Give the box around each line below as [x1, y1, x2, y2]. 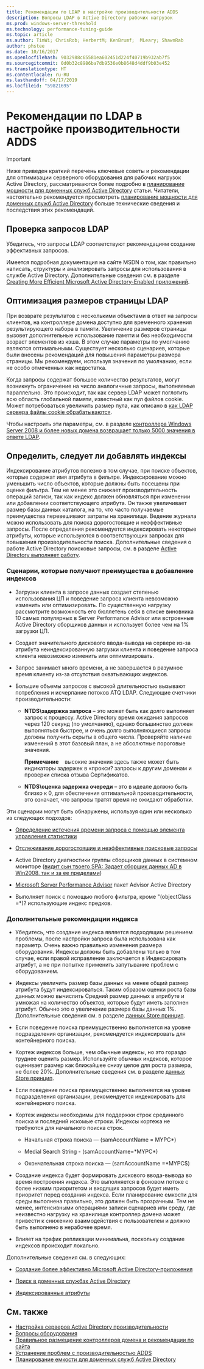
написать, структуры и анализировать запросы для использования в [6, 265, 187, 272]
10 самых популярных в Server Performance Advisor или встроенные [15, 614, 194, 621]
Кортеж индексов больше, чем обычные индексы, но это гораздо [15, 1048, 187, 1055]
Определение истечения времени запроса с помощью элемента [15, 826, 185, 833]
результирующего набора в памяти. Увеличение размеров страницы [6, 325, 187, 332]
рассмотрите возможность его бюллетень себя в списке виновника [15, 608, 194, 615]
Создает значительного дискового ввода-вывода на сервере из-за [15, 639, 191, 646]
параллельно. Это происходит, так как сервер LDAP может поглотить [6, 389, 188, 396]
